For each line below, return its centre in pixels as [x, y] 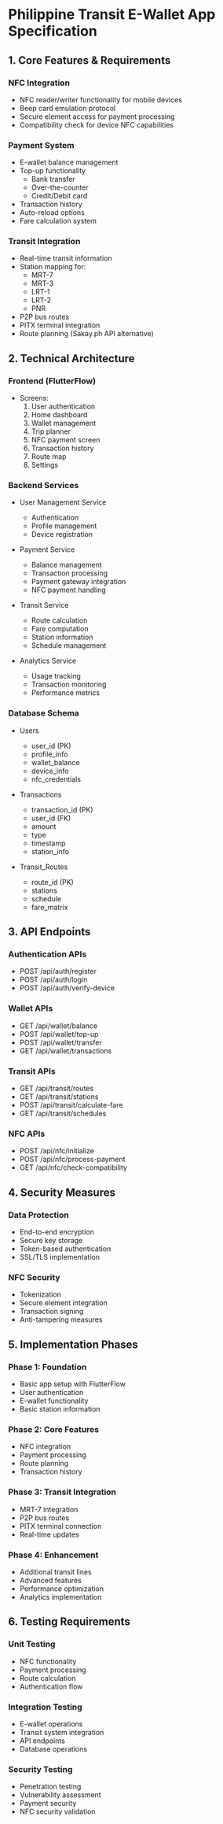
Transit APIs [32, 1071]
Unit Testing [32, 1645]
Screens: [34, 398]
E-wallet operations [51, 1724]
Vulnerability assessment [60, 1795]
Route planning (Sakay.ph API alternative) [87, 334]
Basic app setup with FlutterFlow [72, 1384]
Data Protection [38, 1215]
